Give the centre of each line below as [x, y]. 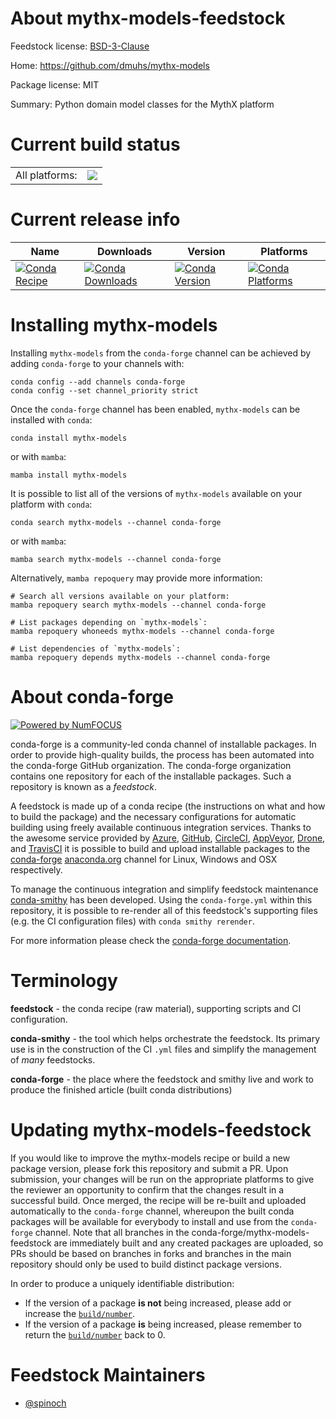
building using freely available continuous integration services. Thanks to [161, 827]
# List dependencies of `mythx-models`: [96, 648]
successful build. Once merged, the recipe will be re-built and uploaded [158, 1200]
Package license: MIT [55, 84]
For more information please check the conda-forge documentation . [151, 940]
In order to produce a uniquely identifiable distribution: [122, 1283]
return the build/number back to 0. [95, 1334]
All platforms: [46, 175]
